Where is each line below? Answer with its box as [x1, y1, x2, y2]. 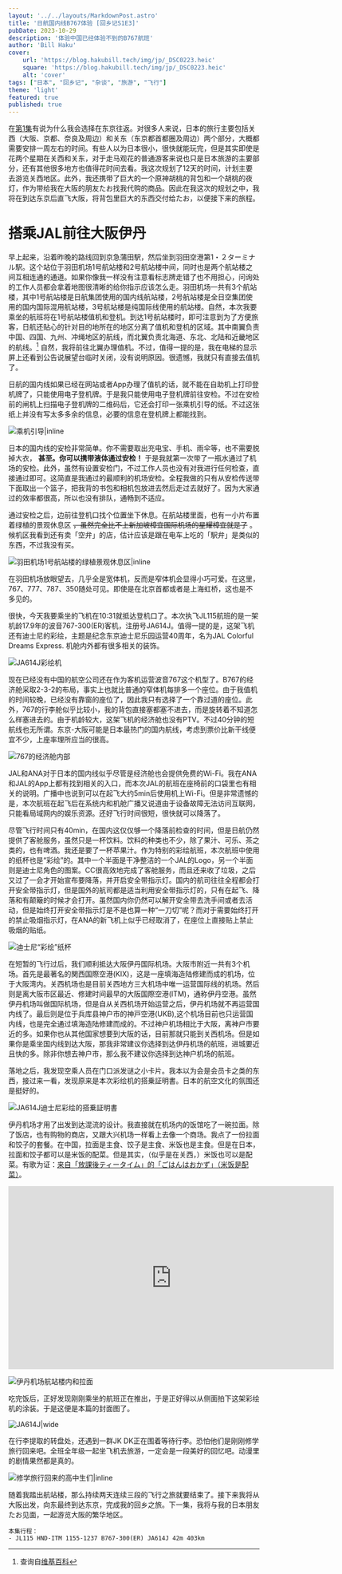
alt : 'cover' [22, 71, 66, 79]
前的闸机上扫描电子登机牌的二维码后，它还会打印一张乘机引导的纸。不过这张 [8, 399, 260, 409]
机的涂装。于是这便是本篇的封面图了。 [8, 1403, 134, 1413]
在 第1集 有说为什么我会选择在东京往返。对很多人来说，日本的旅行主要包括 [8, 124, 249, 133]
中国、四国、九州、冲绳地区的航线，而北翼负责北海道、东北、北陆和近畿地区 [8, 332, 260, 342]
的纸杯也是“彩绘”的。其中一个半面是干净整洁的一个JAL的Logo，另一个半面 [8, 855, 254, 864]
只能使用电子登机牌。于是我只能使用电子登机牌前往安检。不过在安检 [35, 389, 260, 399]
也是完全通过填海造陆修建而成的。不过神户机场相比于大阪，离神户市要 [29, 1018, 260, 1028]
